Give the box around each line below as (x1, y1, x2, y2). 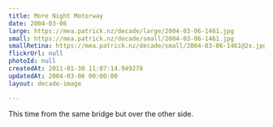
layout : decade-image (8, 79, 82, 87)
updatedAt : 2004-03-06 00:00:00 (8, 72, 118, 80)
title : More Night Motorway (8, 11, 104, 20)
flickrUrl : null (8, 49, 63, 57)
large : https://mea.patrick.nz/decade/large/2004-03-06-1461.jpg (8, 27, 234, 35)
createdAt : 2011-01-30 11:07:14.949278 (8, 65, 144, 73)
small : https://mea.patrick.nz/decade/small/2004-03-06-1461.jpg (8, 34, 234, 43)
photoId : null (8, 57, 57, 66)
